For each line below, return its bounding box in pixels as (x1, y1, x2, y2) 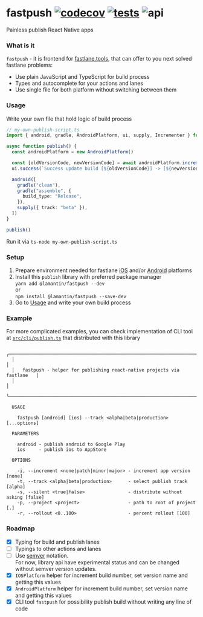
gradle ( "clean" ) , (17, 182, 61, 188)
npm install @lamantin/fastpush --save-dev (14, 293, 127, 299)
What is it (6, 41, 35, 50)
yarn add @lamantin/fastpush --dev (14, 281, 105, 287)
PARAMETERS (11, 431, 39, 437)
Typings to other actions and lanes (14, 545, 101, 552)
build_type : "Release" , (22, 193, 83, 199)
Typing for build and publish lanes (14, 538, 100, 545)
